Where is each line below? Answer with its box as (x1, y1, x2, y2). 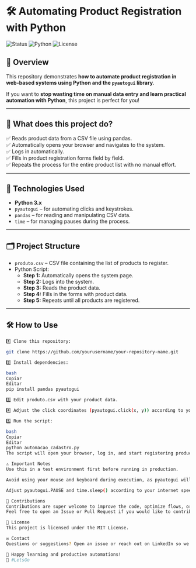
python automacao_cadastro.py (6, 445, 80, 451)
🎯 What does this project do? (6, 119, 113, 129)
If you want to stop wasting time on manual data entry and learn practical (6, 90, 187, 97)
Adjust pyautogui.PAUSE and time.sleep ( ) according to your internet (6, 487, 179, 493)
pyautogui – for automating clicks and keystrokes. (14, 205, 134, 212)
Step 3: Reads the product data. (23, 284, 101, 291)
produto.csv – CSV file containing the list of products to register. (14, 260, 169, 267)
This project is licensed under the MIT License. (6, 525, 129, 531)
